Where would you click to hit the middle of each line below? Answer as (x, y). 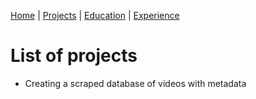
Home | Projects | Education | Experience (95, 15)
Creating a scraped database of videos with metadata (135, 83)
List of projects (74, 56)
